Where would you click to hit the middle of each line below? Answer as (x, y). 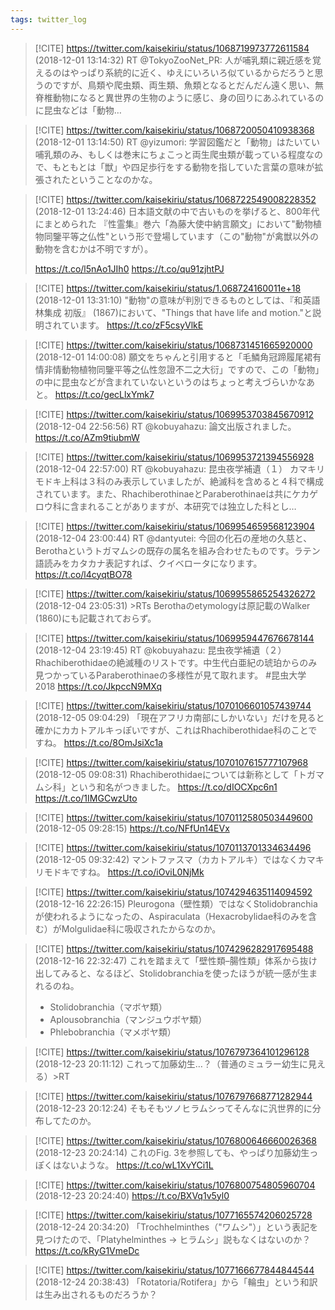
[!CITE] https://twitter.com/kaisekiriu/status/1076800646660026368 (175, 1140)
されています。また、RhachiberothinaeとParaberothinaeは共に (163, 493)
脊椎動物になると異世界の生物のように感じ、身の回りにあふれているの (179, 97)
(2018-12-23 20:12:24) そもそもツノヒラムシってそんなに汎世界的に (173, 1108)
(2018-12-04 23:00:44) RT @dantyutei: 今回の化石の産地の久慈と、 (173, 538)
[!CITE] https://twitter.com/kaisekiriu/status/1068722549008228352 (175, 199)
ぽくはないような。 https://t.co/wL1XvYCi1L (124, 1165)
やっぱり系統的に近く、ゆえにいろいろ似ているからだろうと (192, 72)
